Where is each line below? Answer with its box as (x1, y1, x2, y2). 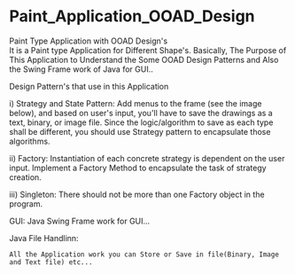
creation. (9, 171, 42, 183)
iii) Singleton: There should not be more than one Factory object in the (9, 189, 265, 200)
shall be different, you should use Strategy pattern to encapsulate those (9, 126, 271, 137)
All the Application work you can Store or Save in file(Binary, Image (9, 250, 279, 259)
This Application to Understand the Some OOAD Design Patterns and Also (9, 54, 279, 65)
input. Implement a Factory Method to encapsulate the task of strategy (9, 162, 268, 173)
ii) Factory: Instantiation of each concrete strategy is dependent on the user (9, 153, 285, 163)
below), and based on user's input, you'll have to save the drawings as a (9, 107, 273, 118)
